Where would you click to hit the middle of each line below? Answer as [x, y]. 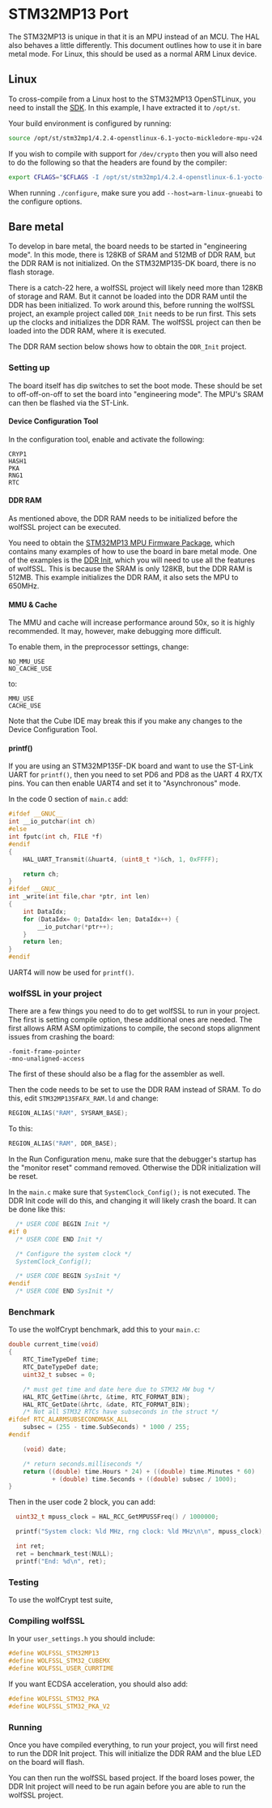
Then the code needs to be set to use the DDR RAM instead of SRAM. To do [135, 1090]
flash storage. [32, 272]
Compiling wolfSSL [47, 1621]
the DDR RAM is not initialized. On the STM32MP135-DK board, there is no [132, 264]
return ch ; [41, 874]
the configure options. [45, 201]
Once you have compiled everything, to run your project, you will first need [133, 1745]
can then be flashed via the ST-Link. [69, 402]
